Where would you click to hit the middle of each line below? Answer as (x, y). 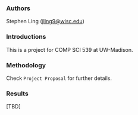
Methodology (26, 65)
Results (17, 94)
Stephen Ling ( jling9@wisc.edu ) (46, 21)
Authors (18, 8)
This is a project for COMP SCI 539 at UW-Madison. (70, 49)
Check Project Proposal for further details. (59, 78)
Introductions (26, 37)
